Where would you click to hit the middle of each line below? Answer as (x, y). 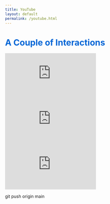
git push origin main (25, 196)
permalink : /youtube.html (31, 18)
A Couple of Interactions (55, 42)
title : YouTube (20, 9)
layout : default (21, 14)
